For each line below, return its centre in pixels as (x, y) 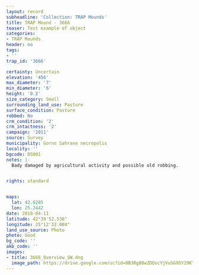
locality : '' (22, 148)
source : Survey (25, 138)
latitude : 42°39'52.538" (37, 219)
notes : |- (18, 160)
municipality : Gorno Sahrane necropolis (57, 143)
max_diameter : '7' (29, 83)
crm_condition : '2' (30, 121)
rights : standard (28, 181)
